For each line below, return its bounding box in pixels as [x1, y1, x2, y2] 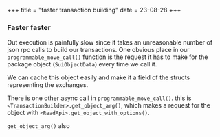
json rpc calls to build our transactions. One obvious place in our [7, 46, 190, 54]
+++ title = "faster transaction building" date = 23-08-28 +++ [7, 6, 181, 14]
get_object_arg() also [7, 122, 70, 130]
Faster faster [7, 23, 52, 32]
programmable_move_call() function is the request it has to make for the [7, 53, 208, 61]
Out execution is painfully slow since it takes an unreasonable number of [7, 38, 213, 47]
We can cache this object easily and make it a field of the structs [7, 73, 190, 82]
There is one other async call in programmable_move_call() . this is [7, 94, 192, 102]
